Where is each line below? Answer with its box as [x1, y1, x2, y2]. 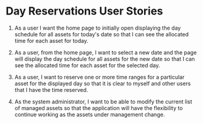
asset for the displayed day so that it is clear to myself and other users [14, 80, 191, 87]
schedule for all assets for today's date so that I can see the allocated [14, 30, 189, 38]
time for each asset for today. [14, 37, 89, 44]
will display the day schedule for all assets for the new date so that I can [14, 55, 195, 62]
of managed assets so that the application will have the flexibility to [14, 104, 183, 111]
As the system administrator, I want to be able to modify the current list [14, 98, 193, 105]
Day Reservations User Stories [5, 4, 163, 18]
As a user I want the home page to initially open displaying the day [14, 24, 181, 31]
